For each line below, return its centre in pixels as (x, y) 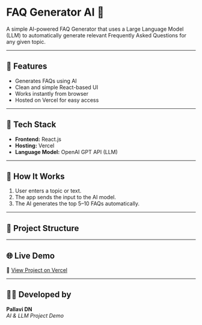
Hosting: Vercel (35, 145)
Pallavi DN (19, 309)
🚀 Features (27, 67)
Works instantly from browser (52, 93)
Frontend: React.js (38, 139)
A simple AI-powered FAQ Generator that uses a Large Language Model (95, 29)
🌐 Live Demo (31, 255)
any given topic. (26, 42)
